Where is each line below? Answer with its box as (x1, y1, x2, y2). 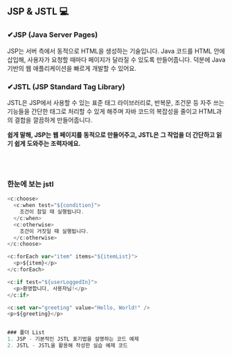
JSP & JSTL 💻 (7, 6, 69, 17)
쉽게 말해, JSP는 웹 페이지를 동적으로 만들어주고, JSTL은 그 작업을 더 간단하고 (7, 131, 215, 139)
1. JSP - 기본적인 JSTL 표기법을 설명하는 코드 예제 (7, 336, 139, 342)
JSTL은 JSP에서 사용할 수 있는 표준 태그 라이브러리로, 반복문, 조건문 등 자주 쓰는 (7, 98, 225, 106)
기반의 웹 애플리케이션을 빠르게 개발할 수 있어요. (7, 64, 137, 72)
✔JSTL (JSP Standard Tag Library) (7, 82, 125, 92)
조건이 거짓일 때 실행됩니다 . (19, 228, 89, 235)
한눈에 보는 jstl (7, 179, 54, 189)
